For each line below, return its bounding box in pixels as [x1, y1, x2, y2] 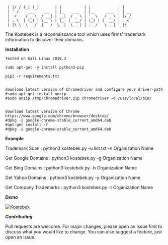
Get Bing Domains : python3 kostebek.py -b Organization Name [5, 165, 137, 171]
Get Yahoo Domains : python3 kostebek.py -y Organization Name [5, 174, 141, 180]
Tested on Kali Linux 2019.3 [5, 56, 66, 61]
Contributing [5, 214, 33, 219]
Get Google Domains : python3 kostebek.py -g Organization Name [5, 155, 143, 161]
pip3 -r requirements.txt [5, 74, 59, 79]
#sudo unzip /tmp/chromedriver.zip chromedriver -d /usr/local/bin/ [5, 96, 152, 101]
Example [5, 136, 24, 141]
